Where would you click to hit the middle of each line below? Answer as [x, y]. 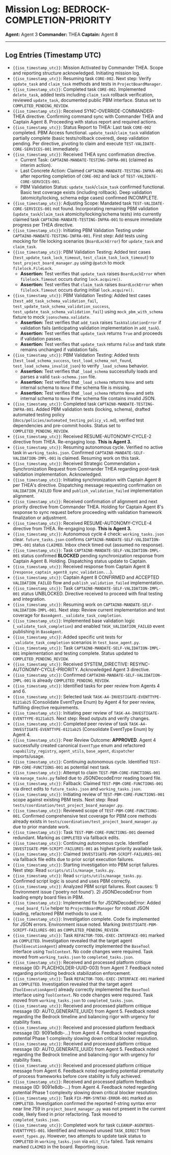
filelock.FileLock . [33, 268]
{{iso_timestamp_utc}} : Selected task [52, 696]
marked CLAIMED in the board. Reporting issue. [61, 1146]
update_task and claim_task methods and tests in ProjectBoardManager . [87, 84]
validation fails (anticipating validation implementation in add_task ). [90, 328]
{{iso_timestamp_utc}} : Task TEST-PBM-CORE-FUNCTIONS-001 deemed [83, 832]
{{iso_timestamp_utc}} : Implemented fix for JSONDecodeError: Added [87, 902]
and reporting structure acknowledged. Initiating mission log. [77, 73]
